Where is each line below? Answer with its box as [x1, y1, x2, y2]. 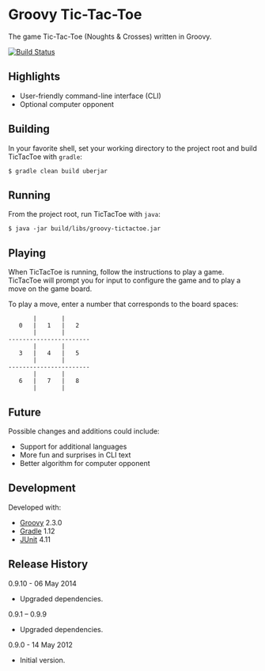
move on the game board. [8, 284, 93, 294]
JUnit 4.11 [19, 534, 51, 544]
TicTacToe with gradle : [8, 152, 83, 161]
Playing [8, 246, 46, 260]
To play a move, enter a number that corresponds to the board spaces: [8, 299, 239, 309]
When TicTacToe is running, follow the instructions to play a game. [8, 267, 225, 277]
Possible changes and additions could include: [8, 426, 160, 436]
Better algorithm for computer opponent [19, 459, 150, 468]
